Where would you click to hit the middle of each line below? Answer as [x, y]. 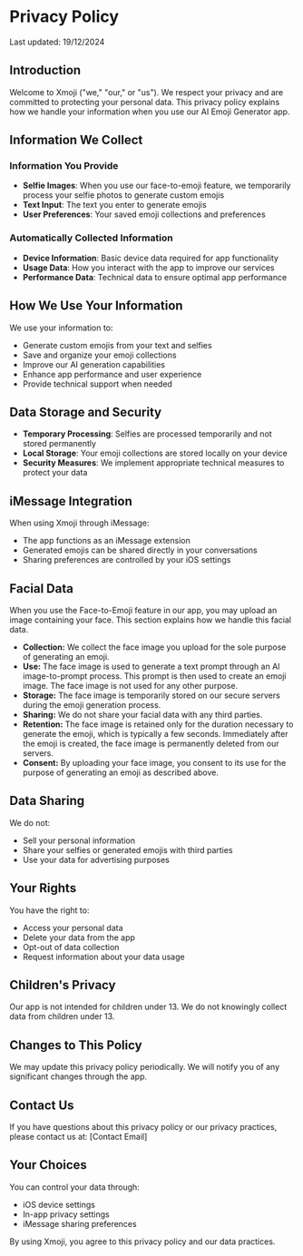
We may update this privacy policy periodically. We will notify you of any [144, 1067]
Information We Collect [76, 140]
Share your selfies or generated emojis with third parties [127, 849]
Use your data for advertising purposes [96, 859]
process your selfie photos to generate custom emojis [123, 195]
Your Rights [43, 888]
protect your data [55, 473]
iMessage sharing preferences [80, 1223]
